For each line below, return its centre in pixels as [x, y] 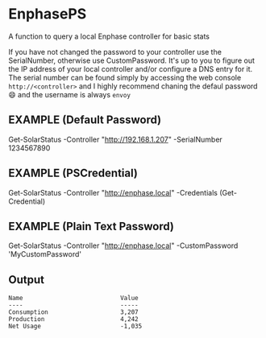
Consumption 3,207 [73, 312]
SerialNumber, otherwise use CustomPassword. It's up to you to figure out [132, 60]
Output [26, 280]
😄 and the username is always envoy [70, 94]
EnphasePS [48, 14]
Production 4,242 [73, 319]
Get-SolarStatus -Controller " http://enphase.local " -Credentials [113, 192]
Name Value [73, 299]
